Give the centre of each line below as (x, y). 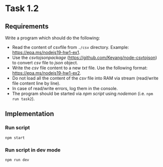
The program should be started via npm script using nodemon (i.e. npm (82, 93)
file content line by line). (36, 83)
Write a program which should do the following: (53, 38)
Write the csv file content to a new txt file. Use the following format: (80, 68)
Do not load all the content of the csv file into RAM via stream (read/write (85, 78)
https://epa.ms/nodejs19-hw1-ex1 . (46, 52)
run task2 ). (23, 99)
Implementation (30, 114)
